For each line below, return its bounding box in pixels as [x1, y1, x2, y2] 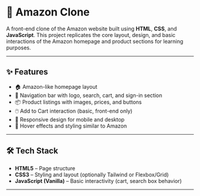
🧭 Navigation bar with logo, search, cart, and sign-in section [14, 92, 162, 99]
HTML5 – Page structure [14, 164, 76, 172]
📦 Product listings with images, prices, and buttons [14, 98, 142, 105]
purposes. [6, 44, 32, 51]
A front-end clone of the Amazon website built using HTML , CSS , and [6, 25, 177, 32]
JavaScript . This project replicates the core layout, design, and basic [6, 31, 176, 38]
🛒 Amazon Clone [6, 5, 90, 19]
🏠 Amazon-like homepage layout [14, 83, 98, 90]
